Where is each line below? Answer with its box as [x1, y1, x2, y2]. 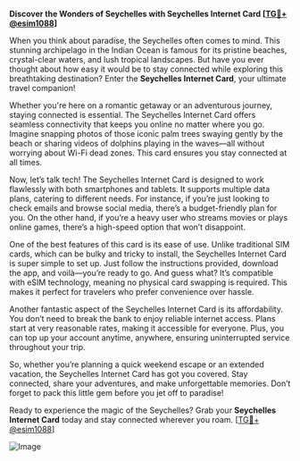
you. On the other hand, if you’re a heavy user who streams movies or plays [9, 213, 288, 222]
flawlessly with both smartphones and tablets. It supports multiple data [9, 184, 271, 194]
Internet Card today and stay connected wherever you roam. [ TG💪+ [9, 415, 260, 424]
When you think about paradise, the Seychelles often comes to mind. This [9, 36, 281, 46]
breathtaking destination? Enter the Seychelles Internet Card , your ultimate [9, 73, 287, 84]
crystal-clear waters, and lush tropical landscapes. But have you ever [9, 54, 264, 64]
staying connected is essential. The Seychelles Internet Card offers [9, 110, 256, 120]
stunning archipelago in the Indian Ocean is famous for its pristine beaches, [9, 45, 287, 55]
